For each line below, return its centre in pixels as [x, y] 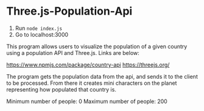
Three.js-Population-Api [69, 11]
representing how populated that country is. [62, 89]
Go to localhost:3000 [42, 34]
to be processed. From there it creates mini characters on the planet [92, 83]
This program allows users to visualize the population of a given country [97, 46]
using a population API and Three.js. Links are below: [73, 52]
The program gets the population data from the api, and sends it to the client [102, 76]
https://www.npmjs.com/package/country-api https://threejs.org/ [88, 65]
